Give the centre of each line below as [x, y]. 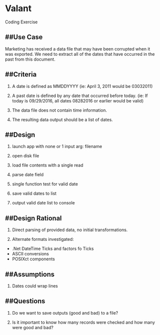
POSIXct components [33, 259]
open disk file [26, 156]
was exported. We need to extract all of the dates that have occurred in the [80, 54]
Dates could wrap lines [35, 286]
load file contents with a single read [48, 165]
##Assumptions [30, 274]
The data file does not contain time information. [60, 110]
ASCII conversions [31, 254]
